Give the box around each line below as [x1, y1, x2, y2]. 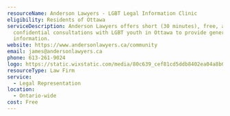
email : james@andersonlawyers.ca [7, 48, 103, 55]
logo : [7, 61, 23, 68]
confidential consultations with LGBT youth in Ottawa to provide [13, 29, 207, 36]
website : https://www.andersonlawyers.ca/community [7, 42, 157, 48]
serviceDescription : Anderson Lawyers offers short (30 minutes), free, [7, 23, 219, 29]
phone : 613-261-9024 [7, 55, 66, 61]
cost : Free [7, 99, 38, 106]
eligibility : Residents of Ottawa [7, 16, 106, 23]
